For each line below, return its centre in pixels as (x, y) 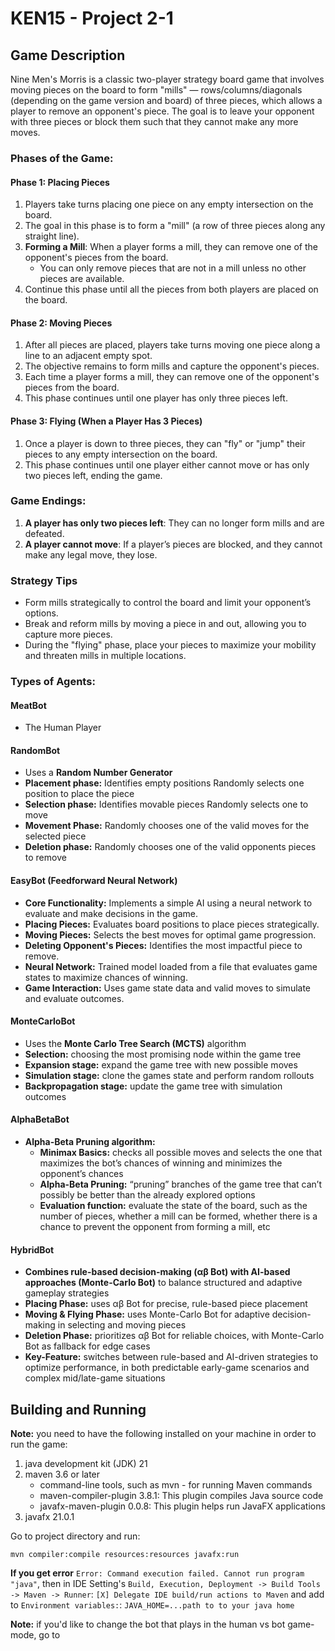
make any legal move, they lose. (91, 554)
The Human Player (63, 728)
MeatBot (28, 705)
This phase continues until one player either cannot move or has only (167, 464)
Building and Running (78, 1409)
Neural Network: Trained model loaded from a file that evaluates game (171, 966)
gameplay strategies (67, 1293)
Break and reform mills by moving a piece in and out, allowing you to (165, 624)
